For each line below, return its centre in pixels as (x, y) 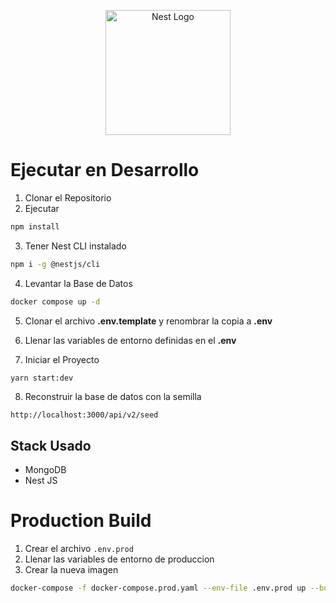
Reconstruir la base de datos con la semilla (113, 397)
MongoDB (45, 470)
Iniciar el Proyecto (62, 359)
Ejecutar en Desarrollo (105, 170)
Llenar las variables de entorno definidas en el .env (130, 340)
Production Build (81, 521)
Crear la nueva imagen (71, 570)
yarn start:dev (42, 378)
